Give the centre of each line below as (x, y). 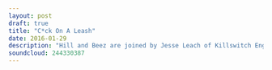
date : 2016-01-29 (38, 38)
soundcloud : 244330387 (47, 53)
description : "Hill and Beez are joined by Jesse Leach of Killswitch (130, 46)
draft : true (28, 23)
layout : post (30, 16)
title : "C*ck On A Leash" (52, 31)
